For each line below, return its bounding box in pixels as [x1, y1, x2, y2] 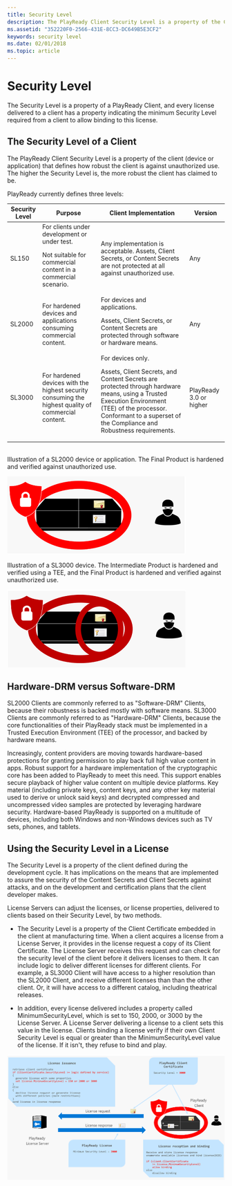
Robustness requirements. [101, 426, 175, 434]
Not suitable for [42, 250, 86, 259]
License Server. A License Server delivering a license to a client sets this [17, 1019, 224, 1027]
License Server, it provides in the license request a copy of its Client [17, 939, 211, 947]
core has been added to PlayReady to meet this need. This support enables [7, 771, 222, 779]
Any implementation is [101, 239, 164, 248]
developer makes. [7, 891, 59, 899]
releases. [17, 991, 43, 999]
